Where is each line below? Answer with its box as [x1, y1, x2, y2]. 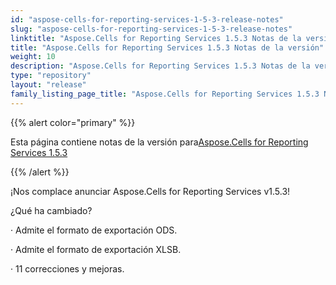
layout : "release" [10, 80, 87, 90]
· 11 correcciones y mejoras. [10, 262, 125, 275]
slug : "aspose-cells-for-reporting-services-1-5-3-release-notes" [10, 24, 293, 34]
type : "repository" [10, 71, 92, 81]
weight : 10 [10, 52, 56, 62]
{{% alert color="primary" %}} [10, 116, 136, 128]
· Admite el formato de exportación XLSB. [10, 243, 182, 255]
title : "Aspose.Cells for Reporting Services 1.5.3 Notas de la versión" [10, 42, 325, 53]
